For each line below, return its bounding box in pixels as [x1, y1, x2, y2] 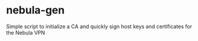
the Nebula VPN [6, 29, 46, 36]
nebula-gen [6, 4, 65, 17]
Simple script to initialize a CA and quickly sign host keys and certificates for [6, 23, 193, 30]
